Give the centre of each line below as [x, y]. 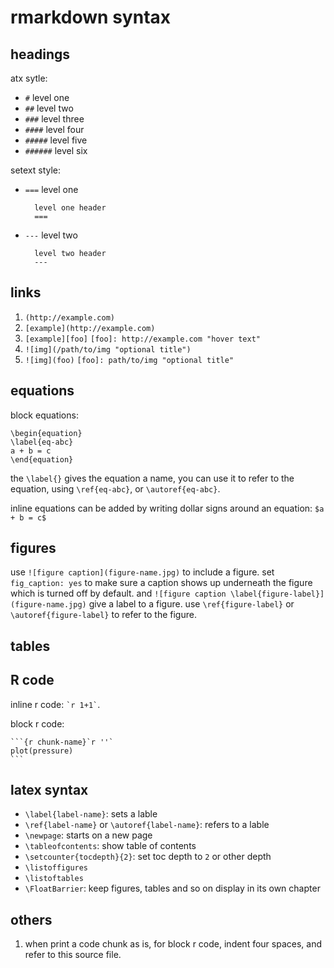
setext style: [36, 170]
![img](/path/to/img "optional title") [108, 349]
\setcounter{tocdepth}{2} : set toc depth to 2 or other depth [148, 857]
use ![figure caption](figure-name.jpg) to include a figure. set [142, 572]
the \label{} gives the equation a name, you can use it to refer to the [152, 478]
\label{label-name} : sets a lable [91, 814]
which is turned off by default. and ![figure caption [118, 593]
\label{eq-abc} [42, 442]
